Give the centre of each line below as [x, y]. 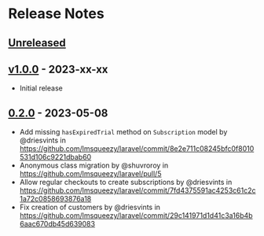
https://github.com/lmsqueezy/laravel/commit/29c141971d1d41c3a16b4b [136, 216]
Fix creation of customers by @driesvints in [90, 207]
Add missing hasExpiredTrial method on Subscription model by [123, 132]
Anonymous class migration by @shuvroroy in [94, 165]
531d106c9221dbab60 [55, 157]
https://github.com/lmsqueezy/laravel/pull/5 [90, 174]
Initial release [41, 88]
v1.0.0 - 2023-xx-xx [58, 69]
